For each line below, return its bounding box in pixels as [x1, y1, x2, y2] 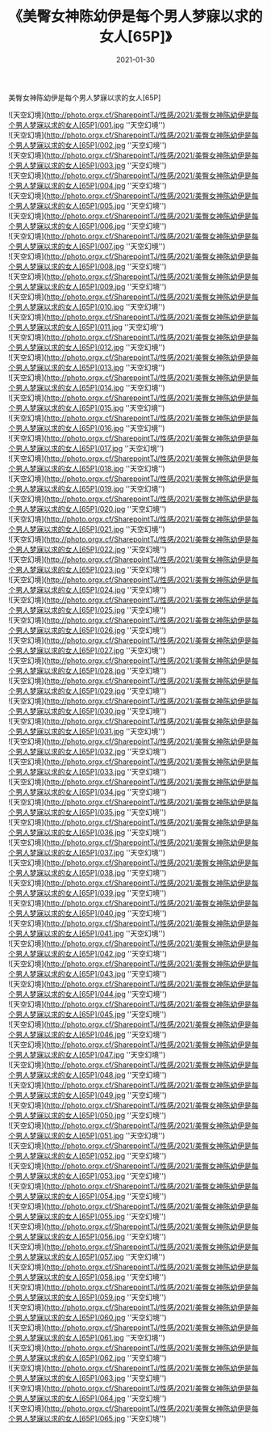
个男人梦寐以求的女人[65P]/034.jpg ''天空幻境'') [8, 787, 167, 796]
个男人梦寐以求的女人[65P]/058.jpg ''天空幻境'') [8, 1272, 167, 1281]
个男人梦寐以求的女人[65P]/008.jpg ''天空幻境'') [8, 261, 167, 271]
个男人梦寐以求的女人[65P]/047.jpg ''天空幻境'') [8, 1049, 166, 1059]
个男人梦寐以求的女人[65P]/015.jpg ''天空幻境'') [8, 403, 165, 412]
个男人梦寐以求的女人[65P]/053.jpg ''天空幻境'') [8, 1171, 167, 1180]
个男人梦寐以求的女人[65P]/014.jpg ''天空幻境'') [8, 382, 165, 392]
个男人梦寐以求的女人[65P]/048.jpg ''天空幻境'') [8, 1070, 167, 1079]
